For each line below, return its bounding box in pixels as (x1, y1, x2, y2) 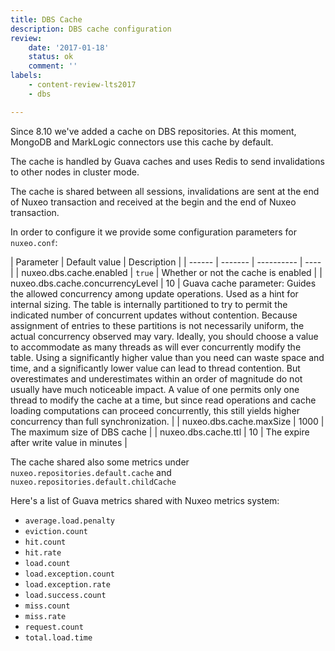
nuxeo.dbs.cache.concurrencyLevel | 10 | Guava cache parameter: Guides (10, 277, 317, 289)
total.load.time (24, 632, 93, 643)
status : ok (28, 52, 74, 62)
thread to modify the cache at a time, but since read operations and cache (10, 394, 317, 406)
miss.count (24, 601, 71, 611)
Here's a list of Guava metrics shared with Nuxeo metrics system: (10, 494, 280, 506)
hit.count (24, 537, 67, 547)
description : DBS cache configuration (10, 24, 172, 34)
